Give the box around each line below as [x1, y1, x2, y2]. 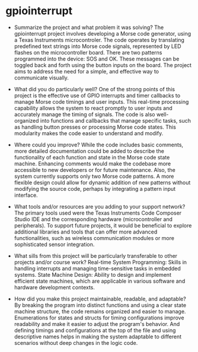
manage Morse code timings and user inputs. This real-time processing [14, 98, 189, 105]
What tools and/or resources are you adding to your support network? [14, 203, 186, 210]
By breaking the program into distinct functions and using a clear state [14, 301, 187, 309]
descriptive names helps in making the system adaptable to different [14, 333, 182, 340]
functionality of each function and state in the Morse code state [14, 153, 170, 161]
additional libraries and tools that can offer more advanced [14, 228, 158, 235]
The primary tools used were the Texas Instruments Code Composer [14, 209, 182, 216]
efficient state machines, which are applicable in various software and [14, 277, 186, 284]
